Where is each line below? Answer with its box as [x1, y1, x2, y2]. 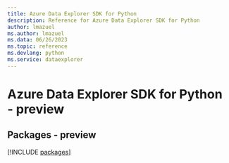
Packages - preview [7, 129, 97, 141]
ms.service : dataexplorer [7, 56, 83, 63]
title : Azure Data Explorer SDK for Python [7, 10, 137, 18]
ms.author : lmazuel [7, 30, 65, 37]
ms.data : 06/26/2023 [7, 37, 68, 44]
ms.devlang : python [7, 50, 65, 57]
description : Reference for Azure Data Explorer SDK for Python [7, 17, 200, 24]
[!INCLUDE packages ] [7, 148, 71, 156]
